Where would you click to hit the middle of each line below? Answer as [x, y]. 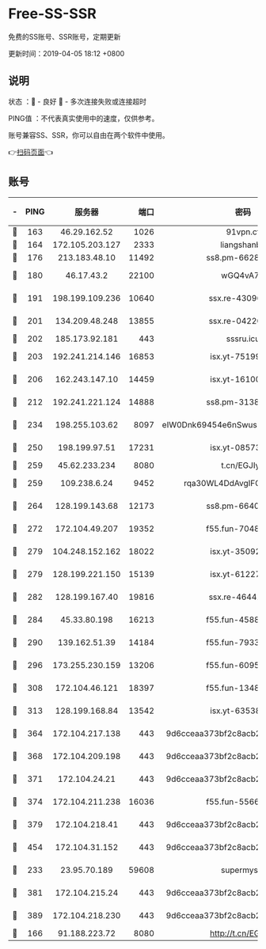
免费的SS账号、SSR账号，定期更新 [65, 36]
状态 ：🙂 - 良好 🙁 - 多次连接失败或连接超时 [77, 101]
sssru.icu [243, 339]
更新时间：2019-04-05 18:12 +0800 [66, 53]
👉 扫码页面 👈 [31, 152]
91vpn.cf [243, 232]
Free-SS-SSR [52, 14]
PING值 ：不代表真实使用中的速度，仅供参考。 [84, 118]
